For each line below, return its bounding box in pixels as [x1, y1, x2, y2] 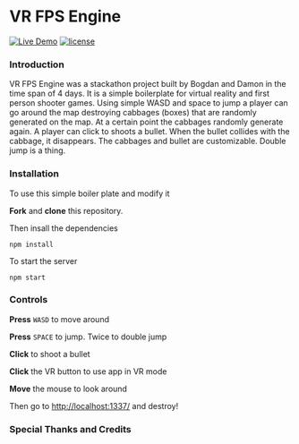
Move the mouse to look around [9, 383, 128, 394]
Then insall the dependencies [9, 222, 118, 234]
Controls [9, 294, 48, 306]
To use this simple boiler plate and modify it [9, 188, 170, 199]
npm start [9, 273, 47, 282]
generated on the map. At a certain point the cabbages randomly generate [9, 116, 284, 127]
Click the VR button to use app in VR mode [9, 365, 167, 377]
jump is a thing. [9, 145, 66, 156]
